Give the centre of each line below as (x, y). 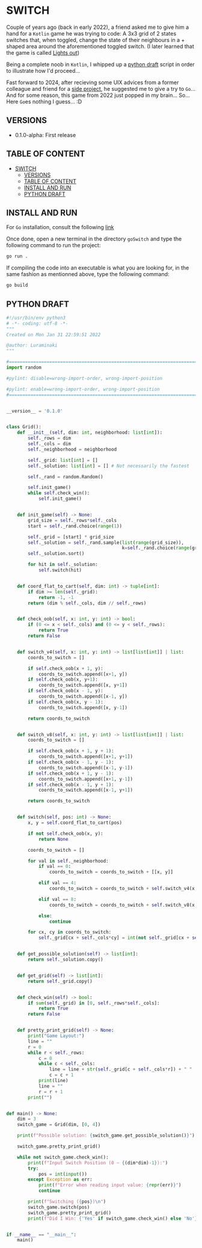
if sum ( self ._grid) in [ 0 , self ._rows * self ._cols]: (94, 1003)
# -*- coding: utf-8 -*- (37, 323)
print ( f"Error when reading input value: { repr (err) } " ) (110, 1185)
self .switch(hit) (60, 570)
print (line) (53, 1081)
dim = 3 (26, 1119)
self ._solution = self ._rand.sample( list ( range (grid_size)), (106, 543)
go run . (17, 256)
